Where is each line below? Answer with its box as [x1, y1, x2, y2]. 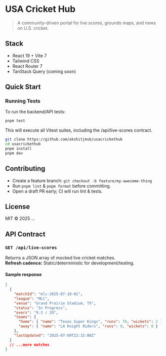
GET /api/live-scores [5, 245, 57, 251]
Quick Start [5, 83, 41, 91]
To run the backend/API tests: [5, 109, 66, 115]
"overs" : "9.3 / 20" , [14, 310, 58, 315]
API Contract [5, 230, 45, 238]
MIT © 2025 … [5, 215, 36, 221]
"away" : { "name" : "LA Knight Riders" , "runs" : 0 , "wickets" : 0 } [18, 324, 158, 329]
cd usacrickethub [5, 142, 41, 147]
